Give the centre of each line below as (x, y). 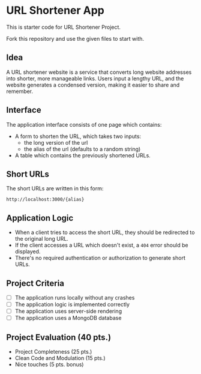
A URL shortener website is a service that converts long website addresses (99, 72)
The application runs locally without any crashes (75, 297)
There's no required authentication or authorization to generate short (100, 258)
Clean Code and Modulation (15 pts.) (60, 358)
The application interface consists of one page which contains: (84, 124)
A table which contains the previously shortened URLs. (83, 155)
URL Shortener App (55, 11)
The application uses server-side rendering (68, 311)
